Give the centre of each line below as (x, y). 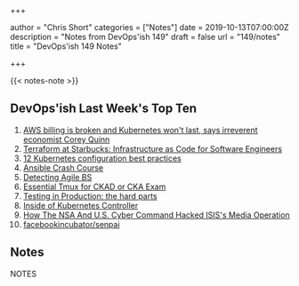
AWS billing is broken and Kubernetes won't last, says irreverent (140, 130)
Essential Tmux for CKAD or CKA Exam (94, 187)
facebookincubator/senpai (71, 224)
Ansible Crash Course (63, 167)
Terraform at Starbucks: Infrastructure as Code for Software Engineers (153, 148)
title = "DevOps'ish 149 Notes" (66, 46)
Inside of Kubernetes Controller (81, 205)
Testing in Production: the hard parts (90, 195)
